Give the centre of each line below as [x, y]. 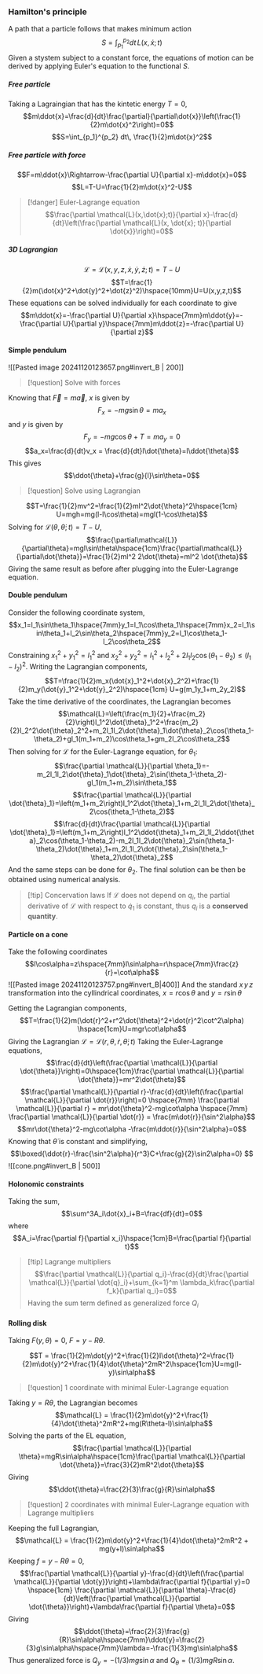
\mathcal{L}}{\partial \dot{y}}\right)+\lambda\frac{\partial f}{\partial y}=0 [132, 1582]
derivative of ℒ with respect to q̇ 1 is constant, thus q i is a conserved [138, 907]
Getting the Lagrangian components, [68, 1008]
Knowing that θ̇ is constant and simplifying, [78, 1142]
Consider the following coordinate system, [77, 613]
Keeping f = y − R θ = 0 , [46, 1561]
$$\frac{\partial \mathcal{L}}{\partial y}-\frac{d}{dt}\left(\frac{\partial [132, 1573]
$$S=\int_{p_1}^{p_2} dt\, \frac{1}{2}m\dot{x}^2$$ [132, 137]
